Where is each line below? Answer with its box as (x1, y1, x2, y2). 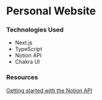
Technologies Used (6, 26, 64, 34)
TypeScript (14, 46, 43, 53)
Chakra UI (14, 58, 40, 65)
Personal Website (6, 4, 96, 18)
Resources (6, 73, 38, 81)
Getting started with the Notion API (6, 87, 92, 94)
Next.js (14, 39, 33, 46)
